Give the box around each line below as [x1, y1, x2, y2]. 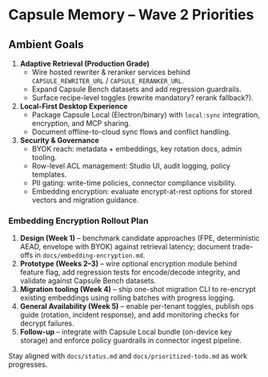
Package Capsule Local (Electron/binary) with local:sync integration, [31, 110, 260, 120]
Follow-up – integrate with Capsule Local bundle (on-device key [19, 327, 232, 337]
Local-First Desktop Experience [19, 102, 128, 111]
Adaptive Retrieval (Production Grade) [19, 59, 150, 68]
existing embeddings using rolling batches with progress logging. [19, 293, 236, 302]
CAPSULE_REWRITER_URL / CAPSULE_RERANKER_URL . [31, 76, 184, 85]
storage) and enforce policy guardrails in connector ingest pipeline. [19, 335, 242, 346]
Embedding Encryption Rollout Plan [8, 215, 149, 226]
